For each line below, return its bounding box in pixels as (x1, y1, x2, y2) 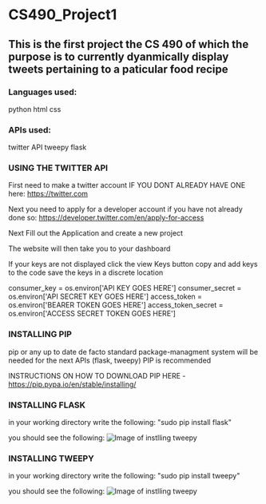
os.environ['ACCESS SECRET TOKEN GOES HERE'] (8, 309, 176, 319)
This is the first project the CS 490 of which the (8, 38, 249, 51)
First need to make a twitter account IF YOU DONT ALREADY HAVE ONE (8, 181, 246, 190)
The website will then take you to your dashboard (8, 244, 171, 253)
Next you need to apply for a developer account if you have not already (8, 204, 244, 214)
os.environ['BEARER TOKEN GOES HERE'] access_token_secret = (8, 300, 224, 310)
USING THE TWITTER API (8, 162, 109, 173)
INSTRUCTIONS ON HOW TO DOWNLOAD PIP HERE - (8, 371, 186, 380)
